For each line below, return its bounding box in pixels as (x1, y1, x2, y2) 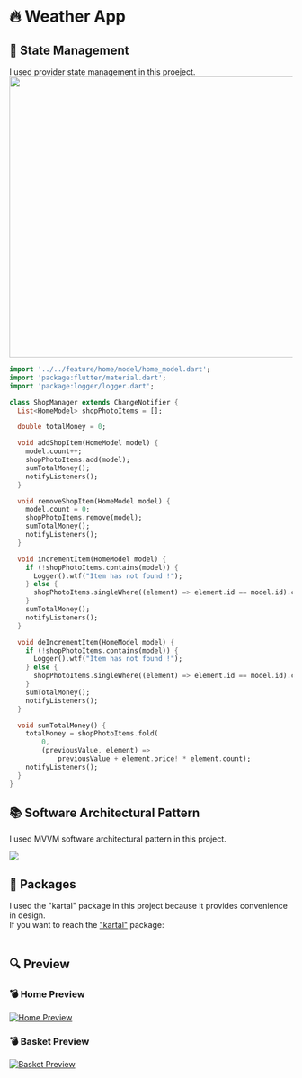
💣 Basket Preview (9, 1035, 90, 1047)
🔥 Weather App (9, 6, 126, 27)
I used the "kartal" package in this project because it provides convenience (9, 901, 288, 912)
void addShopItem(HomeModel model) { (17, 439, 159, 448)
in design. (9, 910, 47, 921)
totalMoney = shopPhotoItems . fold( (25, 729, 159, 738)
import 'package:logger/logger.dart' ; (9, 381, 155, 390)
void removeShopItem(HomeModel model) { (17, 496, 171, 505)
